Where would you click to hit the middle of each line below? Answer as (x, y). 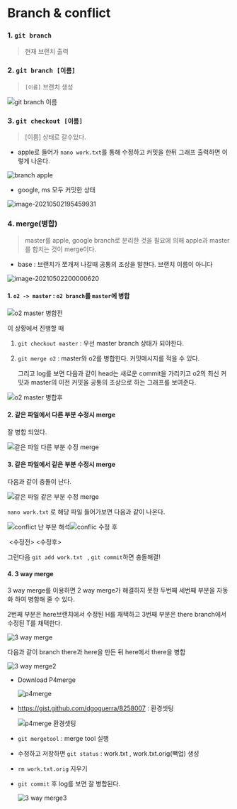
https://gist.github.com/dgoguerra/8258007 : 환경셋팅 (96, 708)
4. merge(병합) (33, 224)
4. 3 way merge (31, 573)
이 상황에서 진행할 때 (36, 328)
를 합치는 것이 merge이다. (60, 249)
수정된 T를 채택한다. (35, 623)
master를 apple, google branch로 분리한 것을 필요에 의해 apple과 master (127, 241)
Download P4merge (47, 680)
